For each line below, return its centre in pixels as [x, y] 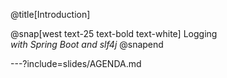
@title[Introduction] [50, 14]
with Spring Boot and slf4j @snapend [87, 44]
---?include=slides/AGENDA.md [76, 63]
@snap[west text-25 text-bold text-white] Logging [114, 33]
